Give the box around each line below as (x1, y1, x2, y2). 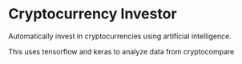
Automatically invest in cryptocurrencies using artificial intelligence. (8, 31, 232, 41)
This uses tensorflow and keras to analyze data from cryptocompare (8, 46, 235, 56)
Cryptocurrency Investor (8, 5, 178, 23)
